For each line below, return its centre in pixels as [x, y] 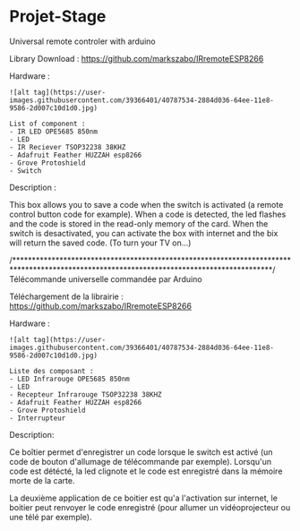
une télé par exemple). [51, 517]
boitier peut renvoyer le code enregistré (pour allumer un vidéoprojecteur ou [150, 507]
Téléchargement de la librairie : [66, 296]
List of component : [48, 124]
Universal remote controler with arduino [82, 41]
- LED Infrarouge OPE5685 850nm [69, 379]
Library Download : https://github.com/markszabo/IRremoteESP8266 [137, 58]
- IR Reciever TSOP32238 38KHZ [68, 147]
